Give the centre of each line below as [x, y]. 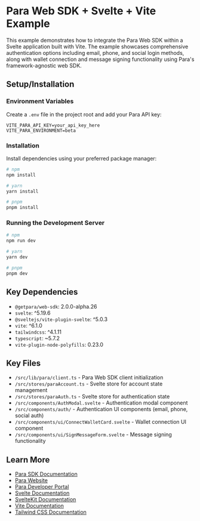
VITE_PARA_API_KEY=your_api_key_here [53, 125]
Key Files [23, 363]
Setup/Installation [40, 84]
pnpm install [22, 208]
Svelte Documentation [42, 493]
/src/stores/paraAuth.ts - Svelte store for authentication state [92, 397]
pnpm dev [17, 273]
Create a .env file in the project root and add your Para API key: [84, 114]
